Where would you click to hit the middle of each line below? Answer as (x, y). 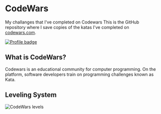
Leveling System (31, 95)
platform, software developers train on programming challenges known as (79, 74)
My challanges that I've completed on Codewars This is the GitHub (72, 22)
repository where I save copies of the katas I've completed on (67, 27)
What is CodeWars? (36, 57)
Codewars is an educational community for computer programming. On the (80, 69)
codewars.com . (21, 32)
